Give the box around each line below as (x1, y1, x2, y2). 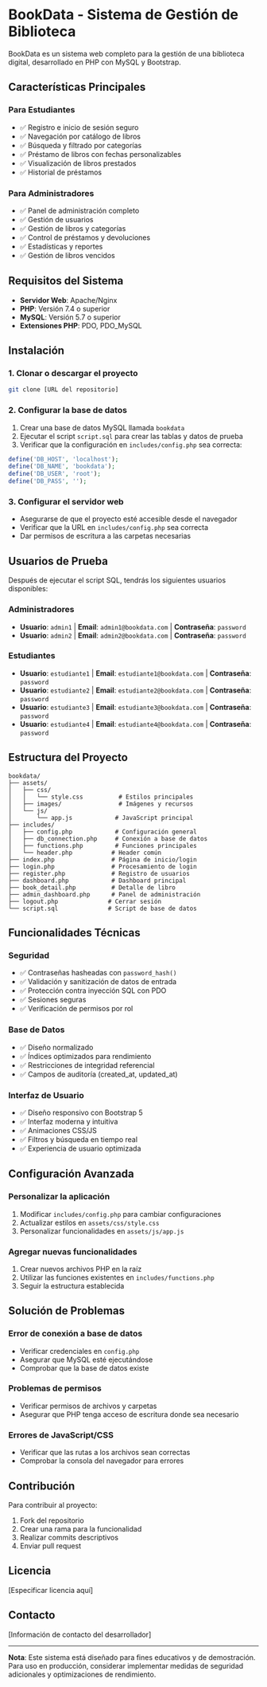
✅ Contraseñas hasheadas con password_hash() (19, 968, 177, 978)
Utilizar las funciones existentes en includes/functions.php (19, 1273, 215, 1282)
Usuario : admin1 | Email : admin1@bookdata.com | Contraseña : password (19, 622, 246, 631)
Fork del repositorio (19, 1516, 85, 1525)
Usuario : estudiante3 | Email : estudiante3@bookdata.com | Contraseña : (19, 702, 252, 712)
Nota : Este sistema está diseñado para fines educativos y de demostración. (8, 1652, 256, 1662)
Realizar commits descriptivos (19, 1532, 119, 1542)
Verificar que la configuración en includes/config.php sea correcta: (19, 440, 242, 449)
